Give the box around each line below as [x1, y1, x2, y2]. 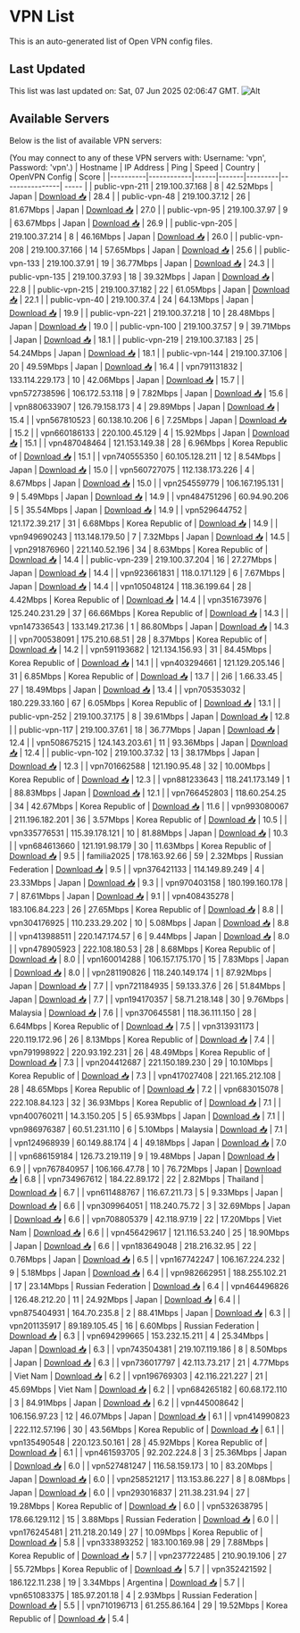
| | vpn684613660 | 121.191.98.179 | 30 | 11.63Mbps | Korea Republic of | [9, 840, 272, 851]
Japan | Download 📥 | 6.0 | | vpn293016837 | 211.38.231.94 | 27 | [9, 1487, 250, 1497]
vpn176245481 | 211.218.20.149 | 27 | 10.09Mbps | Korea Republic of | [9, 1527, 263, 1537]
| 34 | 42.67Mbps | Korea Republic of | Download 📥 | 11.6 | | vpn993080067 [9, 801, 289, 812]
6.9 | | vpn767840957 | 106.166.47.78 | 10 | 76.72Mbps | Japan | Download [9, 1163, 282, 1174]
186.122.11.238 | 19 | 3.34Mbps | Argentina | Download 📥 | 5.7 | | [9, 1577, 246, 1587]
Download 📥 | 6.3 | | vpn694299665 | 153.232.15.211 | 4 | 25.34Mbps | [9, 1330, 270, 1341]
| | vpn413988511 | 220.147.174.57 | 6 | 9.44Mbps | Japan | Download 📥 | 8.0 [9, 930, 290, 941]
